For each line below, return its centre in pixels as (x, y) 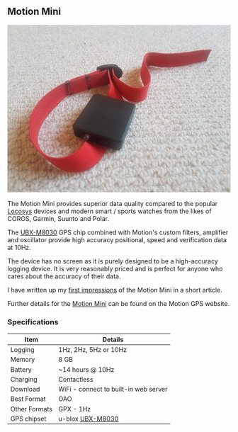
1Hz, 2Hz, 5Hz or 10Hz (93, 350)
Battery (21, 369)
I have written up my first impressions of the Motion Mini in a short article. (115, 290)
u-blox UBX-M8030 (89, 419)
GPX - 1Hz (75, 409)
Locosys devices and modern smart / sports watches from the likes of (109, 211)
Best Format (28, 399)
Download (25, 390)
